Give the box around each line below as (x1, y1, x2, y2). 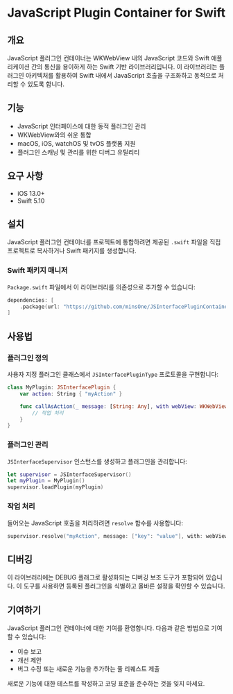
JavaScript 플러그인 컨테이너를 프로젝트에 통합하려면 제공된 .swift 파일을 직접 (7, 238, 221, 246)
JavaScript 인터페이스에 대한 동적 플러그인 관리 (17, 121, 146, 130)
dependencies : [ (7, 296, 54, 303)
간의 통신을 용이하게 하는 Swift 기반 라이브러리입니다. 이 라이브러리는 (31, 62, 218, 71)
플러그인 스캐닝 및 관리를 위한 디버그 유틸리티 (17, 148, 140, 156)
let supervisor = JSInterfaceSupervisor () (7, 471, 132, 478)
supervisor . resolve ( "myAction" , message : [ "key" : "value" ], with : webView (7, 532, 228, 539)
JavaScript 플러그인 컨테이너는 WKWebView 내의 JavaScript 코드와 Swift (7, 54, 210, 62)
